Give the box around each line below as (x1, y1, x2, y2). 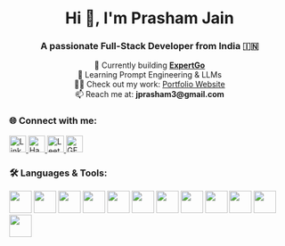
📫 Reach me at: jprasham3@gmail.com (75, 89, 224, 100)
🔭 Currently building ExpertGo (94, 60, 206, 70)
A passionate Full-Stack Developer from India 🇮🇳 (39, 40, 260, 53)
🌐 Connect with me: (9, 115, 98, 127)
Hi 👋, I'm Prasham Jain (65, 8, 234, 29)
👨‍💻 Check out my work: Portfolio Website (74, 79, 225, 90)
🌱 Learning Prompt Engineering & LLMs (77, 70, 223, 80)
